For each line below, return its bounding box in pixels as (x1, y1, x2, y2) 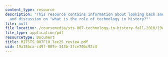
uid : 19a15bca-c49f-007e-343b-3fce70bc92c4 (5, 44, 97, 49)
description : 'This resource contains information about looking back (5, 12, 155, 17)
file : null (5, 21, 28, 26)
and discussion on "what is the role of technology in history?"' (9, 16, 151, 21)
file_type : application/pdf (5, 30, 64, 35)
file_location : (5, 26, 37, 31)
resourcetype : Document (5, 35, 55, 40)
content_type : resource (5, 7, 55, 12)
